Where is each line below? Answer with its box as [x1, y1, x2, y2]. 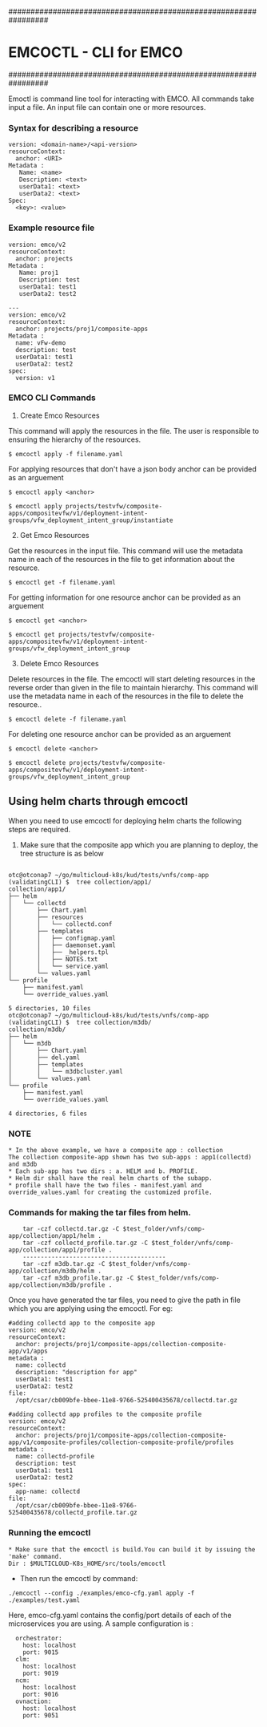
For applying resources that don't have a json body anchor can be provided [8, 464, 257, 474]
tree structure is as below [19, 848, 104, 858]
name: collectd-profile [15, 1453, 94, 1461]
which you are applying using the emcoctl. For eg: [8, 1304, 173, 1313]
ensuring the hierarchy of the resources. [8, 435, 141, 444]
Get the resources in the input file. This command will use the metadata [8, 545, 244, 556]
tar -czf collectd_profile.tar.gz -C [22, 1239, 149, 1248]
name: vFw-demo [15, 338, 66, 347]
